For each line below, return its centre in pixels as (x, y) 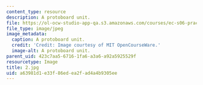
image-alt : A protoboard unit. (51, 51)
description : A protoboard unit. (48, 17)
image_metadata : (27, 34)
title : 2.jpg (23, 67)
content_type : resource (36, 12)
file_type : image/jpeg (35, 28)
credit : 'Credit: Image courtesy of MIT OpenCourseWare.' (86, 45)
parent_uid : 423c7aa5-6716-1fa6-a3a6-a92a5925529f (71, 56)
